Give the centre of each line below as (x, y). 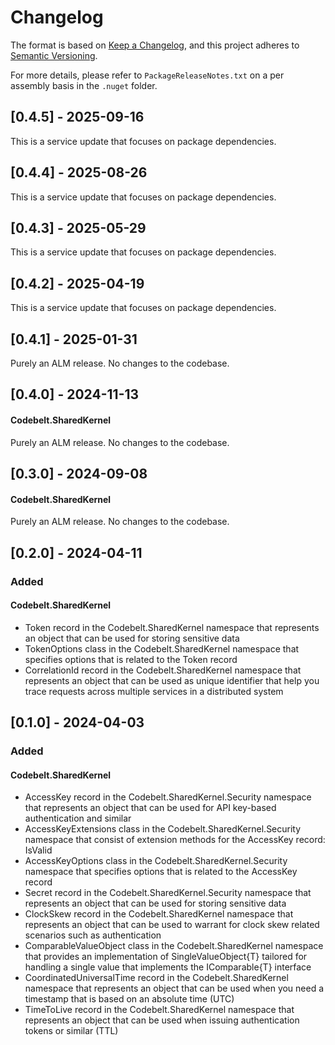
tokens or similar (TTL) (71, 1031)
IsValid (38, 850)
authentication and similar (78, 818)
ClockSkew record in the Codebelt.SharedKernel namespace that (159, 914)
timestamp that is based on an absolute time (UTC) (129, 999)
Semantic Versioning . (54, 55)
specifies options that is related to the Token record (131, 659)
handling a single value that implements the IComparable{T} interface (168, 967)
